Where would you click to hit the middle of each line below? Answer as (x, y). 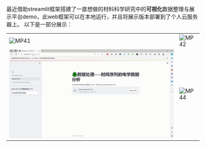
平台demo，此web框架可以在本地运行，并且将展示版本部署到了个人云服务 (105, 17)
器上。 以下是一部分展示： (39, 24)
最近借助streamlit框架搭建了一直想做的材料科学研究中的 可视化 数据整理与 (98, 9)
